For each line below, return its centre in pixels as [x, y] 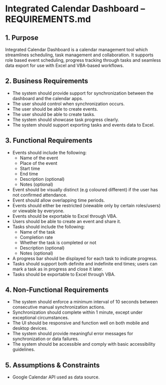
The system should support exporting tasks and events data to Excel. [83, 125]
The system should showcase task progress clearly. [66, 120]
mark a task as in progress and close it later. [58, 269]
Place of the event [38, 163]
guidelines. [24, 350]
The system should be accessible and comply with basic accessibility [84, 344]
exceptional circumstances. [41, 318]
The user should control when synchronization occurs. [69, 104]
